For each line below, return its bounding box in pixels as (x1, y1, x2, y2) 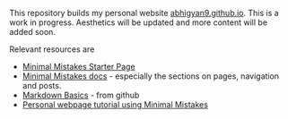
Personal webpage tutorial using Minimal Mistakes (22, 99, 209, 110)
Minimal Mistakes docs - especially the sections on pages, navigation (22, 71, 280, 81)
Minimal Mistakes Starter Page (22, 62, 136, 72)
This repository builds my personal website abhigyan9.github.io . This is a (9, 8, 280, 18)
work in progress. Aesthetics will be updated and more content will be (9, 17, 267, 28)
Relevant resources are (9, 44, 95, 55)
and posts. (22, 81, 62, 90)
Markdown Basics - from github (22, 89, 140, 100)
